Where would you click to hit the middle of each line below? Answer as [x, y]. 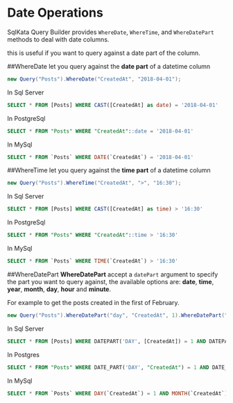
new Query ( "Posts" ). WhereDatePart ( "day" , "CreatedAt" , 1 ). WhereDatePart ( [116, 315]
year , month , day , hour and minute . [59, 289]
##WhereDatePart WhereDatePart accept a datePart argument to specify [113, 274]
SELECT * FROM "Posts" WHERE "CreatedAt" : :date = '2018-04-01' [101, 131]
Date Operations [55, 13]
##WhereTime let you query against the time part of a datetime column [109, 170]
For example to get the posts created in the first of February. [93, 302]
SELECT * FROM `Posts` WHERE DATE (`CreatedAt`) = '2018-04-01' [101, 157]
